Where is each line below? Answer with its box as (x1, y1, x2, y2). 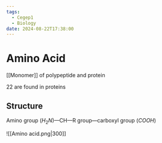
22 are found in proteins (6, 83, 66, 91)
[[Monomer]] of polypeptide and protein (6, 72, 105, 79)
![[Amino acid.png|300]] (6, 130, 66, 137)
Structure (6, 101, 43, 111)
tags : (6, 8, 20, 15)
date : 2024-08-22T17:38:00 (6, 25, 74, 32)
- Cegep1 (11, 14, 34, 21)
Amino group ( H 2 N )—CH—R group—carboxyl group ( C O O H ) (6, 117, 157, 126)
